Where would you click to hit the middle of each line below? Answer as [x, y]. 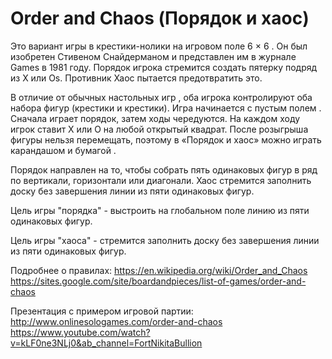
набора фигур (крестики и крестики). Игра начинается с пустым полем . [166, 108]
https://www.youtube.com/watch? [80, 332]
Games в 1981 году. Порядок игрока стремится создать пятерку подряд [164, 67]
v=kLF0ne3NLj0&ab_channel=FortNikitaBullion [106, 343]
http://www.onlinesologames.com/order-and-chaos [116, 321]
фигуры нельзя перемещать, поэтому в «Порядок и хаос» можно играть [166, 139]
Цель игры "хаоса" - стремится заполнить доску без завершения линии [165, 240]
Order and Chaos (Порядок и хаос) [160, 18]
